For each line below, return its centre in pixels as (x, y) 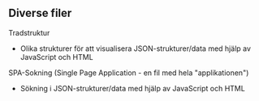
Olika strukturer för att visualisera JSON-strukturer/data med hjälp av (136, 48)
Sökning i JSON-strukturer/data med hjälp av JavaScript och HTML (132, 88)
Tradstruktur (29, 32)
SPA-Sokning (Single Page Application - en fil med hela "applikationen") (129, 73)
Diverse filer (40, 13)
